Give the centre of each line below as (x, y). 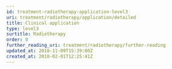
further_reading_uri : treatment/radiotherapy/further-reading (86, 46)
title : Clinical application (43, 23)
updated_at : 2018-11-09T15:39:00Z (50, 51)
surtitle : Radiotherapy (36, 34)
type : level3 (23, 28)
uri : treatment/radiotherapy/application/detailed (71, 17)
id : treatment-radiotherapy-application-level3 (67, 12)
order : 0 (17, 40)
